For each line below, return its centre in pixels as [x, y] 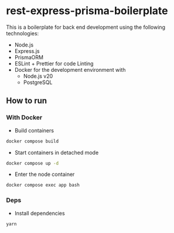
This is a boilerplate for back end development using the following [86, 27]
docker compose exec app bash [43, 185]
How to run [27, 101]
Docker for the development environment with [70, 69]
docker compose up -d [33, 163]
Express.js [27, 51]
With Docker [24, 118]
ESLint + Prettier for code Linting [54, 64]
